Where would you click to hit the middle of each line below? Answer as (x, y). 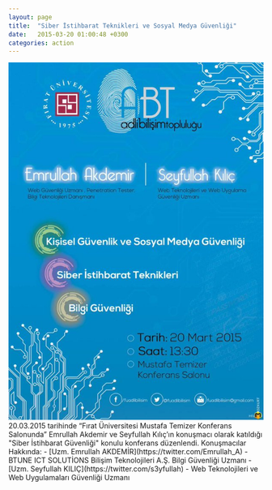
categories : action (41, 43)
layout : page (30, 17)
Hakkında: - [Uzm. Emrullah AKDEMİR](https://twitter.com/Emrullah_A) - (128, 451)
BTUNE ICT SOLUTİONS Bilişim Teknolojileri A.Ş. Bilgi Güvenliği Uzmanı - (130, 460)
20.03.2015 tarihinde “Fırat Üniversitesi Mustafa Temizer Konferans (120, 426)
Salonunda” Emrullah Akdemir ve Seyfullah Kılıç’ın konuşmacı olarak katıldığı (136, 434)
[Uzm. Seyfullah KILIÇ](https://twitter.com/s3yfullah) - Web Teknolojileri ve (134, 469)
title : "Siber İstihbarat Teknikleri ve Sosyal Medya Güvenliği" (123, 26)
